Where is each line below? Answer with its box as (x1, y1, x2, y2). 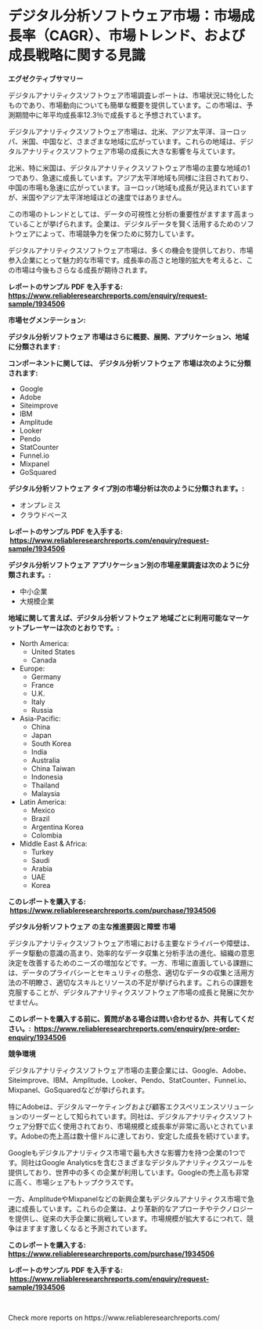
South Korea (31, 739, 72, 748)
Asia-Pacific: (19, 714, 61, 723)
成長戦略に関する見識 (8, 46, 146, 64)
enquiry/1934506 (8, 1032, 67, 1042)
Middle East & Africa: (19, 839, 88, 848)
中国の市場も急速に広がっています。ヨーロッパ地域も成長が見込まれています (8, 182, 254, 192)
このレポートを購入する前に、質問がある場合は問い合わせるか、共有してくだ (8, 1014, 254, 1023)
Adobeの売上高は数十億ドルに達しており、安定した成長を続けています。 (20, 1131, 254, 1141)
